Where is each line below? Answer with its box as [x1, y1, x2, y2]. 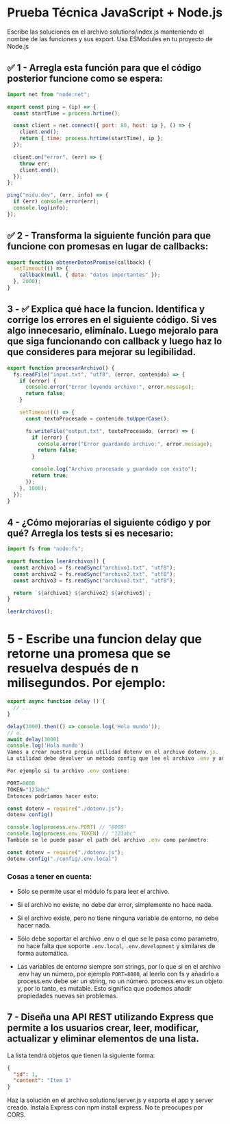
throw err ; [19, 160, 51, 167]
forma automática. [16, 949, 69, 957]
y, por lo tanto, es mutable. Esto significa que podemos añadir [16, 984, 192, 992]
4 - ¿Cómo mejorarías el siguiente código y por [7, 517, 211, 528]
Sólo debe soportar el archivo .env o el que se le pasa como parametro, [16, 934, 219, 943]
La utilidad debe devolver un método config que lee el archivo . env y [7, 755, 216, 762]
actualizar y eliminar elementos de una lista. [7, 1033, 200, 1045]
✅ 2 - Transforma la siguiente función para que [7, 230, 211, 242]
